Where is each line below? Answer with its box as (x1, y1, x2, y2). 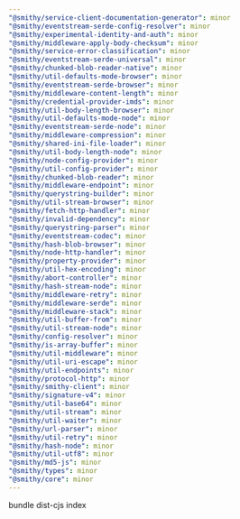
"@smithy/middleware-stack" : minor (8, 307, 143, 316)
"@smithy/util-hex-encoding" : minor (8, 265, 146, 274)
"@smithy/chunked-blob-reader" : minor (8, 172, 154, 181)
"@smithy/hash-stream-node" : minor (8, 282, 143, 291)
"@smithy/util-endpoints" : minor (8, 366, 134, 375)
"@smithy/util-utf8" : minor (8, 449, 115, 459)
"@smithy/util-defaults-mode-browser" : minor (8, 72, 182, 81)
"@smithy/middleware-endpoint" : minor (8, 181, 154, 190)
